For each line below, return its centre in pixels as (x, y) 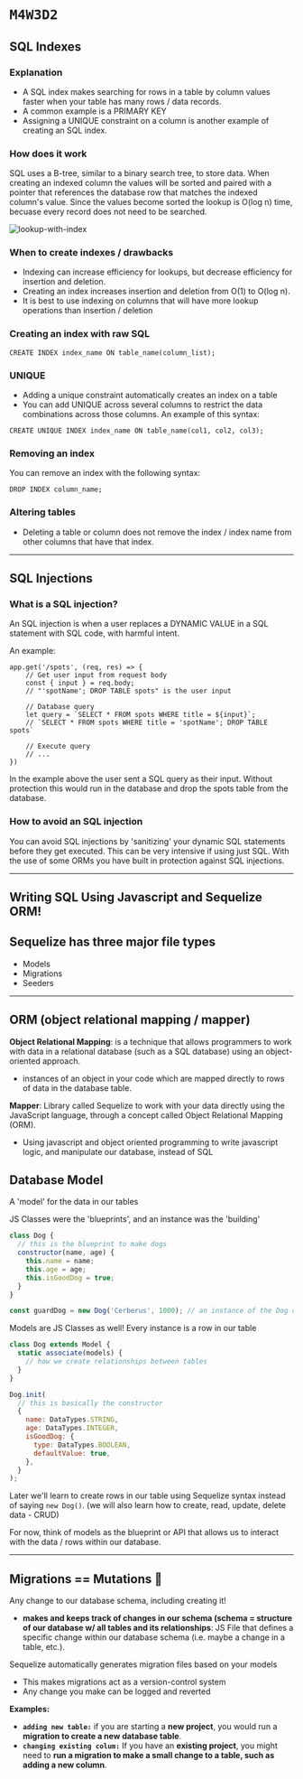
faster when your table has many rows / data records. (122, 101)
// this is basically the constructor (91, 1403)
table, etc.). (44, 1647)
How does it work (48, 154)
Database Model (56, 1180)
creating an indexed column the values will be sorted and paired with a (141, 183)
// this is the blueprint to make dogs (92, 1244)
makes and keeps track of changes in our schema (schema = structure (157, 1618)
